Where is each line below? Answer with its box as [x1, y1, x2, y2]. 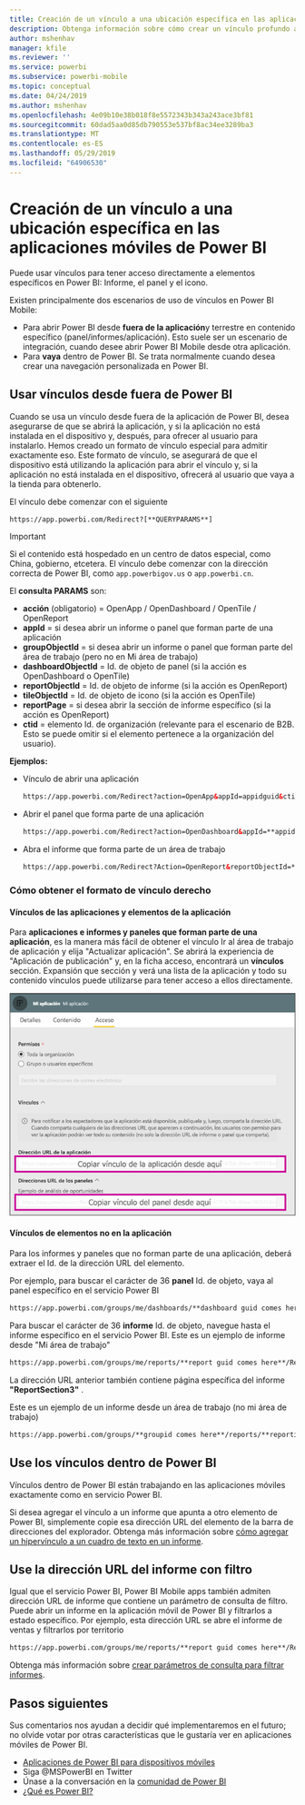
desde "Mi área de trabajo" [9, 1339, 111, 1350]
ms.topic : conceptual [9, 82, 92, 91]
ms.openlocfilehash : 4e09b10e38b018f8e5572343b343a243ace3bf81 [9, 110, 254, 120]
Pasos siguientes [9, 1695, 109, 1711]
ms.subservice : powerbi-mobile [9, 73, 128, 82]
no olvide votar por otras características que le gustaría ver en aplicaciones [9, 1730, 292, 1741]
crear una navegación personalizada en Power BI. [22, 360, 209, 372]
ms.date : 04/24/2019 [9, 91, 88, 100]
